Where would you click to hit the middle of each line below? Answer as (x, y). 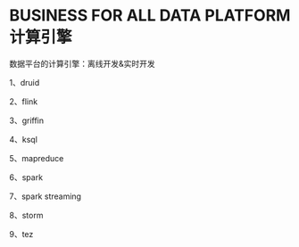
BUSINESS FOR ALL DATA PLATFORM (150, 16)
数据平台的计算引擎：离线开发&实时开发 (83, 63)
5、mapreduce (37, 158)
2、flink (24, 101)
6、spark (26, 177)
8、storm (26, 215)
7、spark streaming (46, 196)
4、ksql (24, 139)
